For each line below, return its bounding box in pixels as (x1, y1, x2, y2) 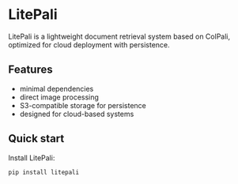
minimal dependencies (19, 84, 94, 93)
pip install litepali (8, 168, 80, 176)
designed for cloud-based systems (19, 109, 134, 118)
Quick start (8, 132, 65, 145)
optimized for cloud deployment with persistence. (8, 39, 170, 49)
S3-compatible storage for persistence (19, 100, 146, 110)
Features (8, 63, 53, 77)
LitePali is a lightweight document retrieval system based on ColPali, (8, 32, 231, 41)
